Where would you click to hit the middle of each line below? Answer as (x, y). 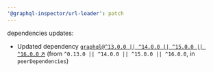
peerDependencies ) (43, 61)
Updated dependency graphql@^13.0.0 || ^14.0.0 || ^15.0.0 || (110, 46)
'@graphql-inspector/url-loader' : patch (66, 13)
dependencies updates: (40, 33)
